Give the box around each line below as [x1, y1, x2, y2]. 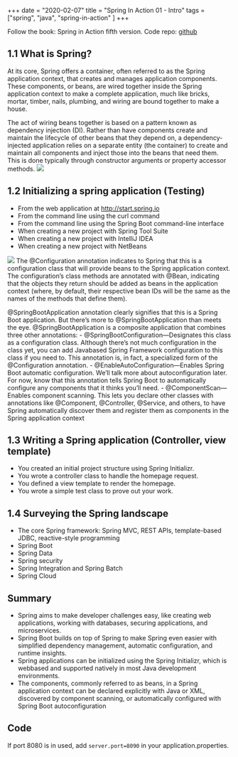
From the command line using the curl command [17, 211, 160, 220]
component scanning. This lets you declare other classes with [32, 391, 214, 399]
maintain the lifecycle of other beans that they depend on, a [7, 133, 183, 141]
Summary [7, 592, 52, 604]
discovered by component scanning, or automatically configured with [17, 694, 222, 703]
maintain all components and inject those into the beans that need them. [7, 149, 219, 157]
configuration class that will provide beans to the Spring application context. [7, 264, 231, 272]
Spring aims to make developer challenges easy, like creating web [17, 611, 212, 620]
